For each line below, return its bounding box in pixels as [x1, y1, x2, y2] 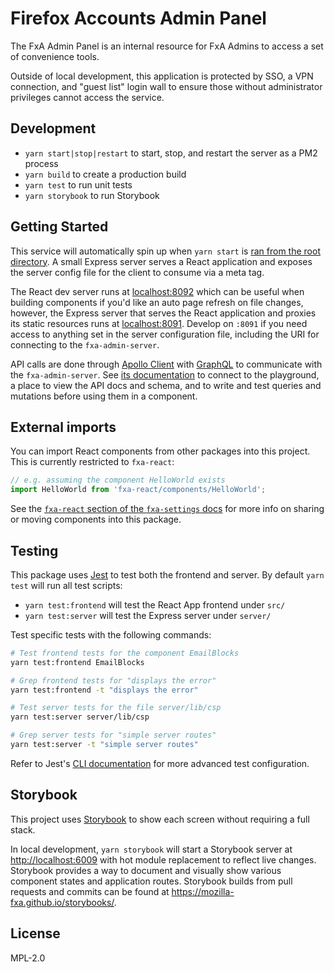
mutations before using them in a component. [10, 390, 198, 402]
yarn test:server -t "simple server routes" [10, 740, 199, 750]
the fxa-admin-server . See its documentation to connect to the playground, [10, 368, 320, 381]
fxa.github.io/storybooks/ [10, 896, 115, 908]
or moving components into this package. [10, 513, 182, 526]
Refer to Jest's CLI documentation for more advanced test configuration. [10, 757, 310, 769]
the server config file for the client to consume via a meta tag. [10, 266, 265, 278]
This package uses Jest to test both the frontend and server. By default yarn [10, 568, 325, 581]
